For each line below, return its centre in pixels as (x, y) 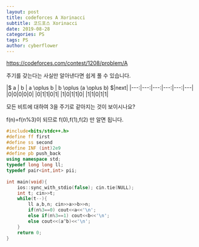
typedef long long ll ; (35, 165)
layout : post (23, 12)
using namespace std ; (34, 159)
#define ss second (29, 142)
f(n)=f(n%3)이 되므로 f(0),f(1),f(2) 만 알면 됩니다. (65, 120)
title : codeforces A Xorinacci (46, 18)
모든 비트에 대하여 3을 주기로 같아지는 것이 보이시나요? (71, 106)
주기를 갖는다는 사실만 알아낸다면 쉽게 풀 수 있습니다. (69, 75)
